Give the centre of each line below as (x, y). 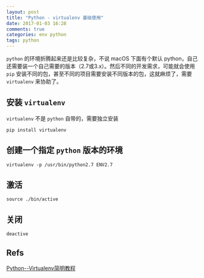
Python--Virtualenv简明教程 (41, 268)
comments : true (26, 29)
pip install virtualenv (37, 130)
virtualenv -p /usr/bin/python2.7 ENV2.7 (60, 165)
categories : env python (37, 35)
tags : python (23, 40)
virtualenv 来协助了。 (34, 81)
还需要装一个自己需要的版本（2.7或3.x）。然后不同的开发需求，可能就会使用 (101, 66)
